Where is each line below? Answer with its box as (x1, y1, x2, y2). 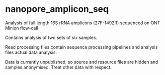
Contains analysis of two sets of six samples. (5, 35, 97, 40)
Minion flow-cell (5, 25, 38, 31)
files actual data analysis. (5, 49, 57, 55)
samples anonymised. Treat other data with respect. (5, 64, 112, 70)
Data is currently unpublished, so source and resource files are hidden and (5, 59, 158, 65)
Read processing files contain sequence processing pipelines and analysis (5, 44, 158, 50)
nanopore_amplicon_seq (5, 3, 109, 15)
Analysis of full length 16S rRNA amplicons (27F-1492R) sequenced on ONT (5, 20, 161, 26)
